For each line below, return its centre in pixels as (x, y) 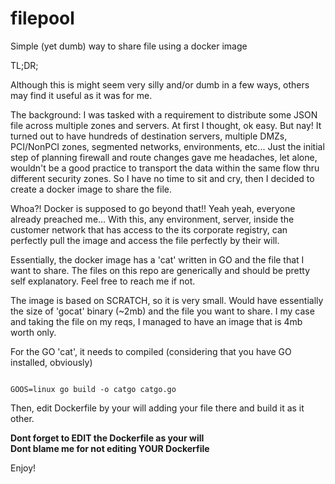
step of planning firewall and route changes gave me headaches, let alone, (164, 157)
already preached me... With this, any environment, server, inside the (152, 219)
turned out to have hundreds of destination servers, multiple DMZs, (149, 136)
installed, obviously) (51, 362)
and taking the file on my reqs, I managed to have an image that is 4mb (156, 321)
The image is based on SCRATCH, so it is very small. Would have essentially (167, 300)
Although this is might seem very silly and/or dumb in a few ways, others (160, 84)
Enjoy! (23, 468)
